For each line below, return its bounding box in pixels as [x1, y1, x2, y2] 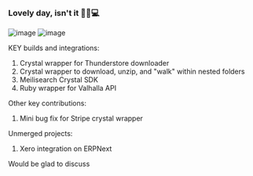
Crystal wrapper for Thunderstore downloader [19, 59, 170, 68]
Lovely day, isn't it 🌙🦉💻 [8, 7, 100, 18]
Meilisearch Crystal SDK [19, 75, 98, 84]
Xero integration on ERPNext [19, 144, 112, 153]
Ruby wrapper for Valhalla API [19, 84, 116, 93]
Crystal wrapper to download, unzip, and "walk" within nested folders [19, 66, 245, 77]
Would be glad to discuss [8, 160, 90, 169]
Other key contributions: [8, 99, 86, 108]
